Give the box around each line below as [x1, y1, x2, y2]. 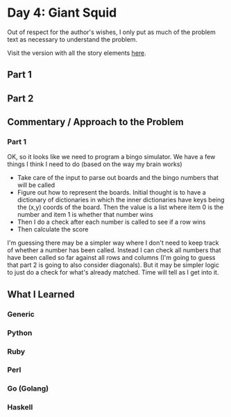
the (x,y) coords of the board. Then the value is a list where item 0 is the [17, 203, 224, 211]
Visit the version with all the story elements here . [7, 49, 147, 57]
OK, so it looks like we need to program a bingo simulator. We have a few [7, 153, 216, 161]
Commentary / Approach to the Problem [7, 116, 184, 128]
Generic [7, 309, 35, 319]
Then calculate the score [17, 225, 89, 234]
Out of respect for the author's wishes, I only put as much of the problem [7, 28, 216, 36]
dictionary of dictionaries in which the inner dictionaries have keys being [17, 196, 225, 204]
